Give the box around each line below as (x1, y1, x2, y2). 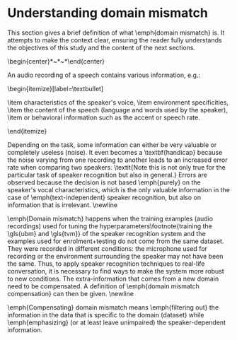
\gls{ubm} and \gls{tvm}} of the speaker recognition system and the (7, 229, 207, 238)
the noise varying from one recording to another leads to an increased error (7, 156, 228, 164)
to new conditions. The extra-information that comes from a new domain (7, 274, 219, 283)
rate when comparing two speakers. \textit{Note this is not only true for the (7, 163, 226, 171)
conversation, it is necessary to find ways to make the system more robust (7, 266, 224, 275)
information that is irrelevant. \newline (7, 200, 118, 209)
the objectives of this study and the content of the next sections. (7, 43, 196, 52)
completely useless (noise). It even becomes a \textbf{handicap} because (7, 148, 223, 156)
